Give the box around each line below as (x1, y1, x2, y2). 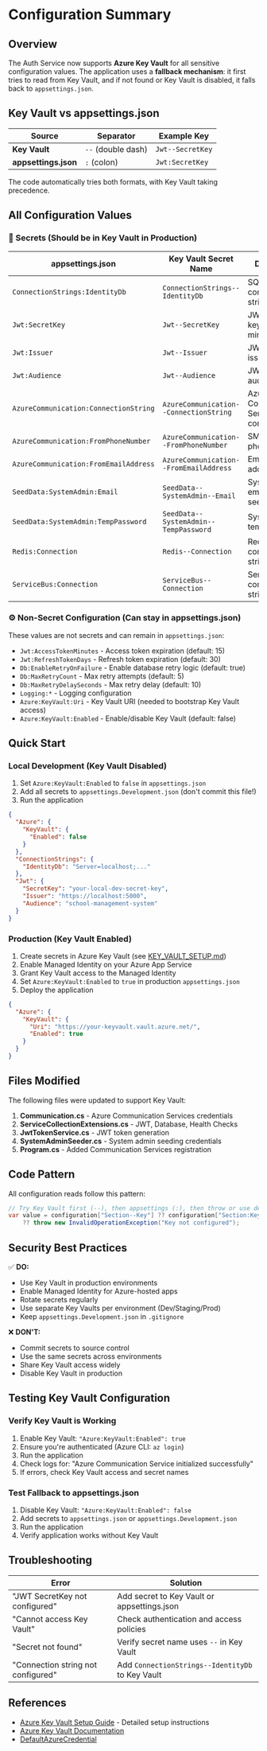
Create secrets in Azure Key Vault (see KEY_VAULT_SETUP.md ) (19, 951, 226, 960)
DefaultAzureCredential (19, 1734, 97, 1744)
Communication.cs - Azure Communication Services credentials (19, 1111, 233, 1120)
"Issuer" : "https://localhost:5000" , (22, 893, 148, 901)
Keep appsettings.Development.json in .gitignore (19, 1311, 184, 1321)
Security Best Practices (8, 1241, 128, 1255)
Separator (96, 130, 136, 141)
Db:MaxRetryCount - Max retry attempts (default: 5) (19, 671, 184, 681)
